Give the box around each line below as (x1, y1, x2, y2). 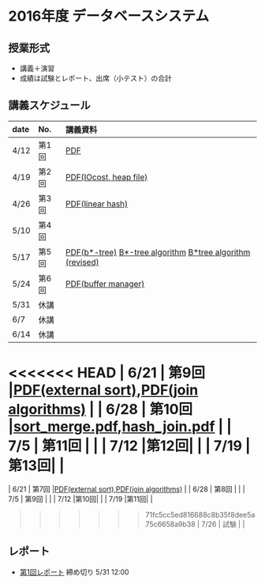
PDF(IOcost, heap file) (65, 171, 148, 183)
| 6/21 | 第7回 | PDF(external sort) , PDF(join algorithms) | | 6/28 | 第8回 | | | (8, 484, 246, 494)
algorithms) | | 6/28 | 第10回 (8, 401, 193, 418)
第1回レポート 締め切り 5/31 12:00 (19, 567, 129, 577)
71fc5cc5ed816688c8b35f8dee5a (145, 510, 256, 519)
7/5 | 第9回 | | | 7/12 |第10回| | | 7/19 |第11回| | (8, 494, 153, 503)
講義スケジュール (8, 99, 91, 112)
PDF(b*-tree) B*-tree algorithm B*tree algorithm (65, 247, 251, 258)
